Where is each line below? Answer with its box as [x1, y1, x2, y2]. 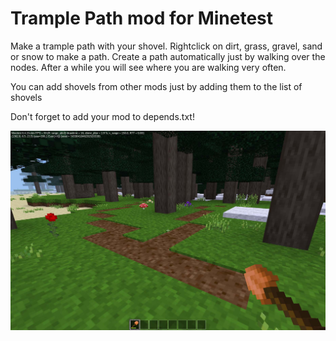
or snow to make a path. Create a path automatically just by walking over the [10, 50, 326, 62]
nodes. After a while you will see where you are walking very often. [10, 61, 287, 73]
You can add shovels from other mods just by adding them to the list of [10, 80, 303, 92]
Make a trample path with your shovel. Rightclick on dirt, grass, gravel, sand [10, 40, 323, 52]
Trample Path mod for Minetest [10, 7, 274, 30]
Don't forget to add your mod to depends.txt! [10, 110, 195, 122]
